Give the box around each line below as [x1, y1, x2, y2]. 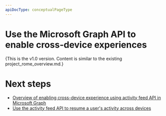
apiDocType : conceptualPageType [5, 7, 72, 12]
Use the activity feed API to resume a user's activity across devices [12, 105, 151, 111]
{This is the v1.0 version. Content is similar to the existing [5, 56, 122, 61]
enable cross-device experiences [5, 39, 147, 50]
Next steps [5, 78, 51, 89]
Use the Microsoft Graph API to [5, 28, 136, 40]
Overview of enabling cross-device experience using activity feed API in [12, 95, 161, 101]
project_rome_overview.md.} [5, 60, 64, 67]
